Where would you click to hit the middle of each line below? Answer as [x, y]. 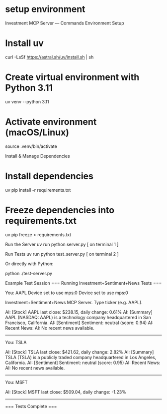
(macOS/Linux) [37, 132]
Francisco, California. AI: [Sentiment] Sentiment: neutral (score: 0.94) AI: [79, 323]
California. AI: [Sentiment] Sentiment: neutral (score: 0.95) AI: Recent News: [83, 363]
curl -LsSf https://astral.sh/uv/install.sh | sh [49, 57]
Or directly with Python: [29, 264]
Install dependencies [49, 176]
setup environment [45, 9]
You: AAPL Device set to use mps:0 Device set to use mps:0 [67, 293]
